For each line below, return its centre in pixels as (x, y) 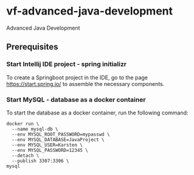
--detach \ (26, 156)
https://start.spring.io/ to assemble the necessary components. (85, 84)
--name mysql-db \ (35, 129)
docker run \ (23, 124)
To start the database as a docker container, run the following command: (97, 113)
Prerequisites (32, 47)
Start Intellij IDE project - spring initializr (67, 64)
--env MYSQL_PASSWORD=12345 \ (50, 150)
